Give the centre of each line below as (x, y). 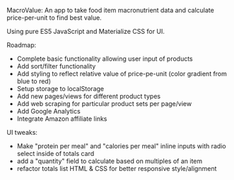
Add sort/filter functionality (56, 66)
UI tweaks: (22, 132)
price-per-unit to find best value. (54, 18)
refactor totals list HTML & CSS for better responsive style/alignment (117, 168)
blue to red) (34, 81)
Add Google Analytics (48, 111)
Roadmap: (22, 45)
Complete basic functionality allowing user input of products (105, 59)
